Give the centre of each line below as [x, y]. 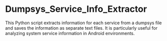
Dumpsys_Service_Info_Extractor [76, 9]
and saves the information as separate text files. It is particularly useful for [82, 28]
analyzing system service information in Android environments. [70, 33]
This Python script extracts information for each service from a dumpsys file [83, 23]
